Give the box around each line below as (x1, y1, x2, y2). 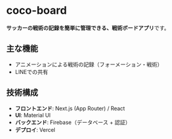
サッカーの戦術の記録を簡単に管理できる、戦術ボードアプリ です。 (6, 24, 170, 31)
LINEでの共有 (14, 68, 48, 75)
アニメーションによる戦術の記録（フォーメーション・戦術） (14, 61, 163, 68)
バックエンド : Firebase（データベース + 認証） (14, 119, 131, 126)
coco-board (6, 4, 68, 17)
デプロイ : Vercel (14, 126, 56, 133)
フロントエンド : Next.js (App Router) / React (14, 105, 126, 112)
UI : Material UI (14, 111, 51, 119)
